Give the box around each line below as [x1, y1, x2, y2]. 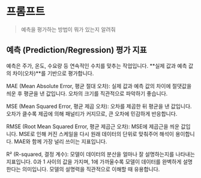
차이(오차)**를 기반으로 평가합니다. [12, 70, 94, 77]
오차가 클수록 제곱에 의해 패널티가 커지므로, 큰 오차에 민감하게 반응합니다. [6, 110, 178, 117]
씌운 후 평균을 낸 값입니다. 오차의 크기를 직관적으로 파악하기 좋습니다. [6, 90, 168, 97]
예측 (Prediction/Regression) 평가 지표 [6, 45, 147, 55]
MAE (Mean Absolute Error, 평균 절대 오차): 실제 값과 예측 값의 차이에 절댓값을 [6, 82, 192, 89]
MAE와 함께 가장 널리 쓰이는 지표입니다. [14, 138, 107, 145]
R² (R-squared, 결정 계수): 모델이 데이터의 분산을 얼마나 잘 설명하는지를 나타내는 [6, 150, 195, 158]
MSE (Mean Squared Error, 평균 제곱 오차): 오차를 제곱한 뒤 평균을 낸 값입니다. [6, 102, 192, 110]
